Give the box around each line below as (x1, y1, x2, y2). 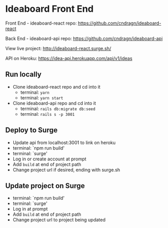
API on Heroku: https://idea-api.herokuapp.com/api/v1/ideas (5, 55, 133, 61)
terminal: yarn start (20, 94, 64, 100)
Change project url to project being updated (12, 217, 106, 223)
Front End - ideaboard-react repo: (5, 20, 77, 26)
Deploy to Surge (5, 126, 58, 135)
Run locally (5, 70, 42, 79)
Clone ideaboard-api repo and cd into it (12, 100, 96, 106)
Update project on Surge (5, 181, 85, 190)
